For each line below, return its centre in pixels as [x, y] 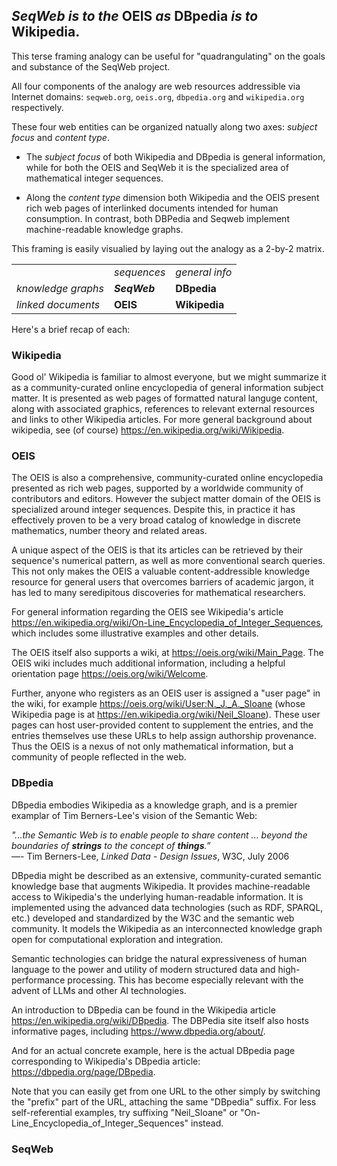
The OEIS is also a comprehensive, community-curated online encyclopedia [167, 478]
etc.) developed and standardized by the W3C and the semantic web [153, 918]
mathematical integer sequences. [94, 178]
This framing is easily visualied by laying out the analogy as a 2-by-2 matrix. [168, 248]
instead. [207, 1123]
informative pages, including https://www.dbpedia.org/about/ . [138, 1031]
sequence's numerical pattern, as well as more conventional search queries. [168, 561]
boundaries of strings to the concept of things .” [111, 845]
